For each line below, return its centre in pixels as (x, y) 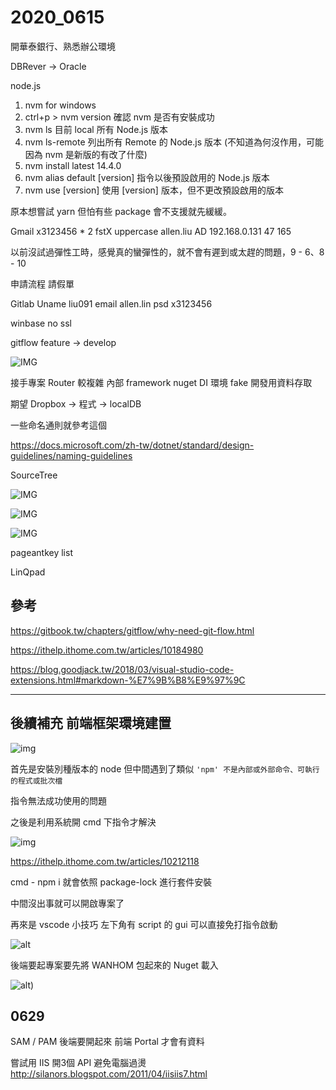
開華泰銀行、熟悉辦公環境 (63, 46)
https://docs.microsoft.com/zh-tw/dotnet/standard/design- (132, 445)
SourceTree (34, 475)
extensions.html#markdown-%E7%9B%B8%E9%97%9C (128, 680)
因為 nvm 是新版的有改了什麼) (86, 154)
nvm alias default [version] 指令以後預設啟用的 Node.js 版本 (147, 177)
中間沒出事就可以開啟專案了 (67, 903)
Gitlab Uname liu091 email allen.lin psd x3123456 (111, 303)
